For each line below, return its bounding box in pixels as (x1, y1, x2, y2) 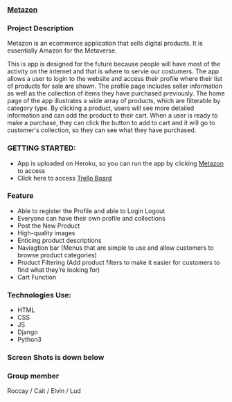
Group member (7, 371, 60, 381)
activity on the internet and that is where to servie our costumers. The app (7, 67, 220, 75)
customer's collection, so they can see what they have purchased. (7, 126, 197, 134)
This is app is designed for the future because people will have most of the (7, 60, 221, 68)
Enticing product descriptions (17, 236, 102, 244)
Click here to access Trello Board (17, 174, 112, 182)
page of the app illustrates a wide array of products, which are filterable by (7, 97, 221, 105)
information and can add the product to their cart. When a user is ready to (7, 111, 218, 120)
